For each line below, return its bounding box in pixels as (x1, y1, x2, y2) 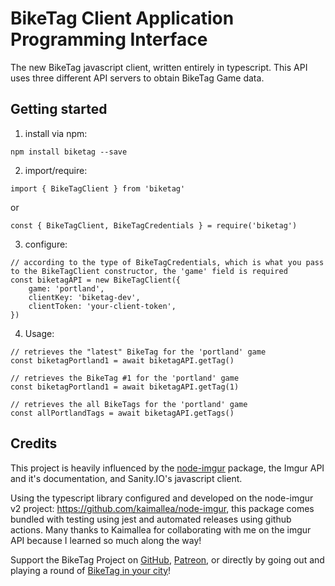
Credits (10, 435, 58, 452)
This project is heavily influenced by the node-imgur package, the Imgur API (10, 462, 325, 474)
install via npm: (24, 127, 88, 139)
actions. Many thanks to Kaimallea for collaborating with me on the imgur (10, 523, 312, 536)
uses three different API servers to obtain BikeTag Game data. (10, 72, 265, 84)
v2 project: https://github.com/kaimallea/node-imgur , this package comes (10, 502, 315, 514)
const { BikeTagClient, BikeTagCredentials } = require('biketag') (10, 220, 298, 231)
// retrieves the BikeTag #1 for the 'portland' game (10, 373, 240, 383)
